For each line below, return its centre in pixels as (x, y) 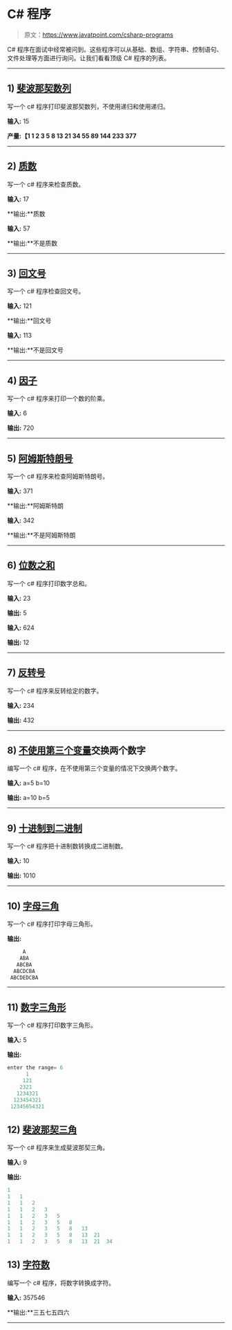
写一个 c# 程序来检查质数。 (46, 184)
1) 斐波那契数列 (39, 88)
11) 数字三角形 (37, 1007)
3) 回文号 (27, 273)
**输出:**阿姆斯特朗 (36, 505)
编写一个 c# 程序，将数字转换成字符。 (61, 1283)
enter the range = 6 (35, 1068)
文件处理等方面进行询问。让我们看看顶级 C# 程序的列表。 (89, 58)
